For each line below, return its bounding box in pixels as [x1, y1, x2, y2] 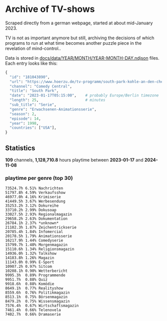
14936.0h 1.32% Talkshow [5, 251, 57, 256]
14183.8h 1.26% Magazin [5, 255, 55, 260]
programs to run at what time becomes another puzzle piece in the [5, 40, 142, 46]
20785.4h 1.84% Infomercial [5, 230, 64, 235]
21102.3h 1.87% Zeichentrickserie [5, 225, 77, 230]
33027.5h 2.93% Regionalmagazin [5, 212, 72, 217]
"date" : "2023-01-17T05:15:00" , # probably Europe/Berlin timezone [9, 93, 159, 98]
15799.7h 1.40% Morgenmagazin [5, 242, 68, 247]
